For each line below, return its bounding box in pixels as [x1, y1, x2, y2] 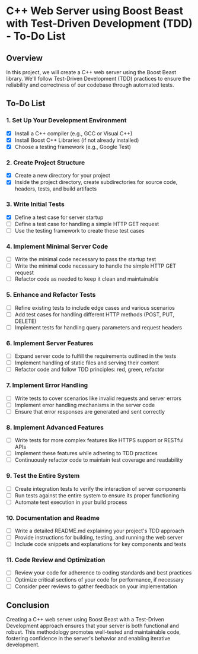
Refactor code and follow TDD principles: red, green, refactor [14, 366, 165, 373]
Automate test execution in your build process [14, 499, 127, 506]
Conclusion [6, 601, 50, 611]
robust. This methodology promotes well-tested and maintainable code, [6, 628, 181, 636]
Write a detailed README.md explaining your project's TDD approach [14, 527, 185, 534]
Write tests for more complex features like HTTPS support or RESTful [14, 437, 184, 444]
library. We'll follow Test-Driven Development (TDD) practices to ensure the [6, 75, 191, 82]
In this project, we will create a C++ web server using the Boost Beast [6, 69, 177, 75]
